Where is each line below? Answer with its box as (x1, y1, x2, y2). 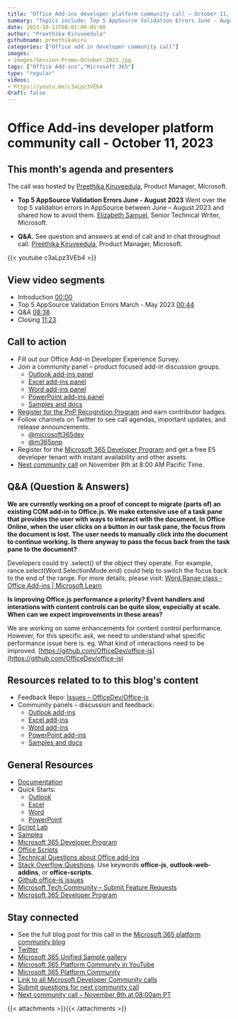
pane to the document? (7, 545, 78, 553)
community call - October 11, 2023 (7, 135, 214, 151)
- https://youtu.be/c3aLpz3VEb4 (7, 83, 103, 90)
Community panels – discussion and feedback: (17, 701, 154, 709)
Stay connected (7, 911, 79, 923)
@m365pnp (28, 438, 63, 446)
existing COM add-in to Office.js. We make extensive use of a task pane (7, 507, 223, 516)
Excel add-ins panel (28, 377, 86, 386)
